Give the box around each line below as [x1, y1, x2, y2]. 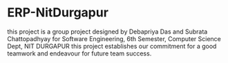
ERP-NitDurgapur [7, 5, 109, 21]
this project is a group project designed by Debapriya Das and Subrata [7, 27, 208, 36]
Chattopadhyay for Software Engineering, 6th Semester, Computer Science [7, 34, 221, 42]
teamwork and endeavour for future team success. [7, 49, 152, 58]
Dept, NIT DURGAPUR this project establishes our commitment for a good [7, 42, 217, 50]
